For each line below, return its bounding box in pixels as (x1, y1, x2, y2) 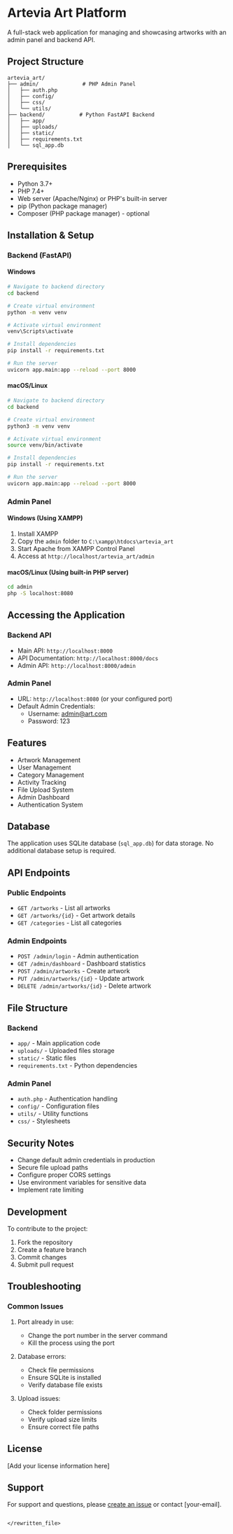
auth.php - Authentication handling (17, 1094, 118, 1103)
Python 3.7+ (17, 179, 53, 188)
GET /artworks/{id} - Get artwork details (17, 912, 136, 920)
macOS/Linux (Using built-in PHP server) (7, 568, 129, 576)
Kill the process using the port (27, 1339, 115, 1347)
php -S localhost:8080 (7, 590, 73, 597)
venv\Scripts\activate (7, 328, 73, 335)
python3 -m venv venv (7, 422, 71, 430)
